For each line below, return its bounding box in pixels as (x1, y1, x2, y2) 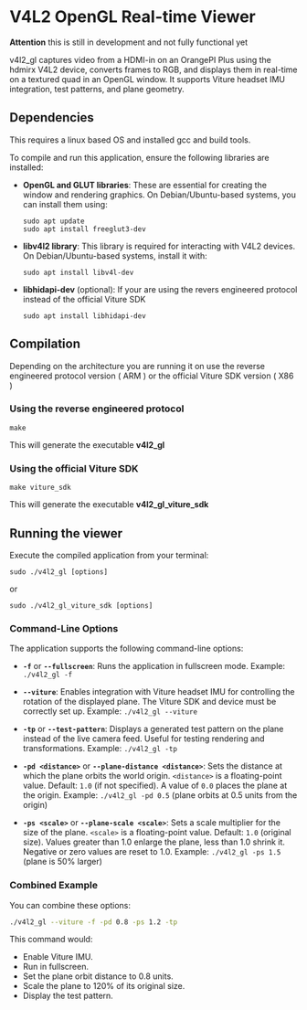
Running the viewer (9, 526, 123, 541)
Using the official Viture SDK (9, 462, 139, 474)
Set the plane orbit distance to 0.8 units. (22, 971, 174, 982)
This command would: (9, 934, 93, 945)
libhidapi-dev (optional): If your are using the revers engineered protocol (22, 283, 298, 294)
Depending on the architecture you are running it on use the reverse (9, 360, 265, 371)
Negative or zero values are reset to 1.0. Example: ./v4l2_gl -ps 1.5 (22, 846, 281, 857)
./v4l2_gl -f (22, 670, 73, 680)
